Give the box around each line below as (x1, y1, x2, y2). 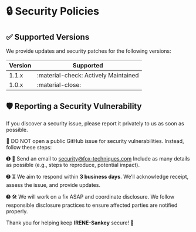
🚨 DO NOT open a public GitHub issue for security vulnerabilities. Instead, (6, 137, 184, 144)
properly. (6, 207, 28, 214)
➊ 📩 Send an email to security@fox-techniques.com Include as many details (6, 155, 190, 162)
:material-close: (37, 81, 81, 88)
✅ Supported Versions (6, 32, 90, 42)
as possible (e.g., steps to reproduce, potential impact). (6, 161, 140, 168)
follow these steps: (6, 144, 52, 151)
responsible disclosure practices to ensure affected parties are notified (6, 202, 178, 209)
